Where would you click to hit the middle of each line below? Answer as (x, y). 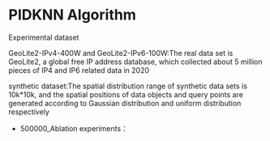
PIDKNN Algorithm (72, 15)
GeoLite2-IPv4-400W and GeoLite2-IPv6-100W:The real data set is (121, 53)
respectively (29, 112)
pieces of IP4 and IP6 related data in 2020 (79, 70)
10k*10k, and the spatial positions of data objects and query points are (126, 94)
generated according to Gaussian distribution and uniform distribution (125, 103)
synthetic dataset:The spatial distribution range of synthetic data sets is (128, 86)
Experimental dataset (44, 37)
